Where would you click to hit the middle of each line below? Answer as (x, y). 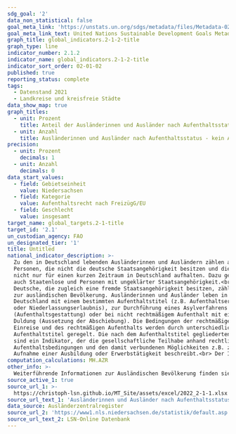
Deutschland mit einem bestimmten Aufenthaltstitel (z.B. (100, 302)
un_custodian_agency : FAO (45, 236)
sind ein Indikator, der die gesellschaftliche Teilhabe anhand (110, 341)
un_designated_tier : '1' (44, 243)
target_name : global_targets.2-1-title (66, 223)
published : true (31, 72)
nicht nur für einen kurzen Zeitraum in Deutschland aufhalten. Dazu (117, 275)
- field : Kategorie (42, 197)
